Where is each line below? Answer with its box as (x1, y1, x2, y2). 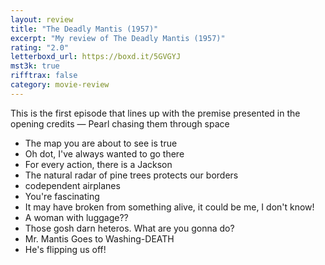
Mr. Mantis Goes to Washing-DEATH (24, 232, 175, 245)
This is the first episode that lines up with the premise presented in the (10, 107, 301, 119)
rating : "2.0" (10, 42, 70, 53)
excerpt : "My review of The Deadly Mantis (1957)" (10, 33, 226, 43)
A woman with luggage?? (24, 211, 129, 223)
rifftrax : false (10, 71, 78, 81)
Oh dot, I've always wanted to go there (24, 147, 185, 160)
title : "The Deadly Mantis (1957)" (10, 24, 159, 34)
